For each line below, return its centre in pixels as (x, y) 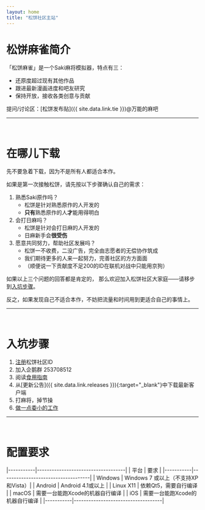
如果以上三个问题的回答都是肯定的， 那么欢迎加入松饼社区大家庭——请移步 (101, 279)
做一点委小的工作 (37, 408)
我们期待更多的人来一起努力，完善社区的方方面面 (86, 258)
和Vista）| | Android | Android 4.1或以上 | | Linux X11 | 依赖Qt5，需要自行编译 (102, 486)
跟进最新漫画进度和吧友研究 (50, 88)
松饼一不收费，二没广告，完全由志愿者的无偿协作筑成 (91, 251)
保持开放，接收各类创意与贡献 (52, 96)
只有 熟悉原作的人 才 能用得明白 (62, 213)
